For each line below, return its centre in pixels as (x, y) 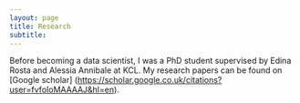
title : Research (40, 26)
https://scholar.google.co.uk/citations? (150, 80)
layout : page (34, 18)
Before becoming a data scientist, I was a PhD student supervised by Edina (150, 61)
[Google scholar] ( (44, 80)
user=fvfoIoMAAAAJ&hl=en (62, 90)
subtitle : (28, 35)
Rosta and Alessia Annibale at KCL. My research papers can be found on (146, 70)
